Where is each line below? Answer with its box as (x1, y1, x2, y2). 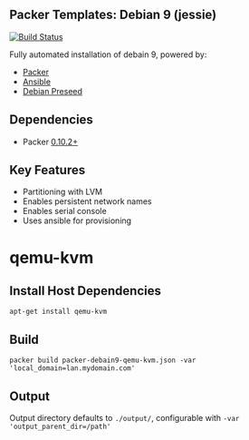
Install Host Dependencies (9, 283, 161, 298)
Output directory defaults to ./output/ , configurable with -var (9, 413, 240, 424)
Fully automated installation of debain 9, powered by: (9, 49, 207, 60)
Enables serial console (22, 206, 107, 217)
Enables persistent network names (22, 196, 152, 207)
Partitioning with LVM (22, 186, 102, 198)
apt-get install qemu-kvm (9, 308, 107, 317)
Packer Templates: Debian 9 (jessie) (9, 7, 217, 23)
